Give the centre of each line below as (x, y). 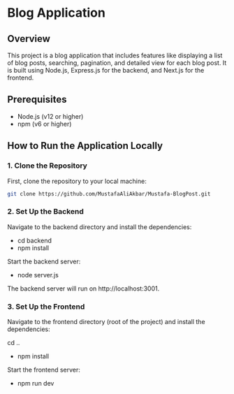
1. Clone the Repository (47, 166)
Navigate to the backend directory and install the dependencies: (100, 227)
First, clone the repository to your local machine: (77, 181)
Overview (29, 39)
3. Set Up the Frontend (46, 307)
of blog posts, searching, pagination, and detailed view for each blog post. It (117, 63)
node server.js (38, 275)
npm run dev (36, 383)
